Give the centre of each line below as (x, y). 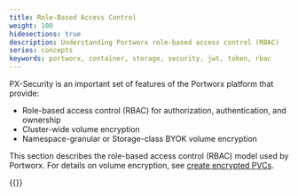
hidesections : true (45, 34)
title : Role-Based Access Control (73, 17)
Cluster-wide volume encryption (81, 129)
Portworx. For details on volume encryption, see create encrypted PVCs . (142, 165)
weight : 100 (31, 26)
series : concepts (41, 51)
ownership (41, 120)
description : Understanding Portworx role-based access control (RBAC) (144, 42)
